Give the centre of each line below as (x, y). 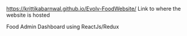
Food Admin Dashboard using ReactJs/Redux (63, 27)
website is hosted (28, 15)
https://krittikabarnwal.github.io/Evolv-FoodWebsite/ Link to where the (93, 9)
